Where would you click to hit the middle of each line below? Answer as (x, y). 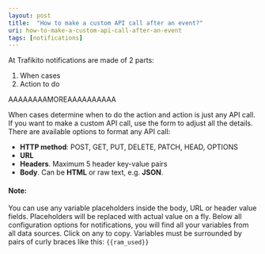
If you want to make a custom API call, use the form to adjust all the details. (131, 123)
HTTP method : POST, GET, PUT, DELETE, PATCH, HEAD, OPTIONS (129, 147)
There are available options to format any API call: (89, 132)
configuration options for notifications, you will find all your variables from (129, 225)
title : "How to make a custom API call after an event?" (106, 23)
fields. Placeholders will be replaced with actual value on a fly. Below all (125, 217)
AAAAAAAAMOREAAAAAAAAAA (62, 99)
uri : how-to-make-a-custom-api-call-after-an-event (95, 30)
